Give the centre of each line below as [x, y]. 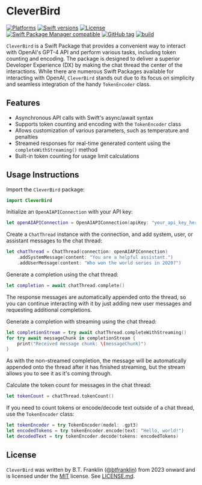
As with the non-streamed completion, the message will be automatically [96, 361]
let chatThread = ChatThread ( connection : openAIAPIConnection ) [87, 252]
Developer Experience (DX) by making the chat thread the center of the [94, 65]
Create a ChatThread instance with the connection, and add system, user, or [100, 234]
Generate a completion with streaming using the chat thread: [81, 321]
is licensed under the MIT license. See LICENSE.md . [71, 476]
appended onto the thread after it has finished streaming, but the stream [96, 367]
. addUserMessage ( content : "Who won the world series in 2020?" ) [99, 263]
